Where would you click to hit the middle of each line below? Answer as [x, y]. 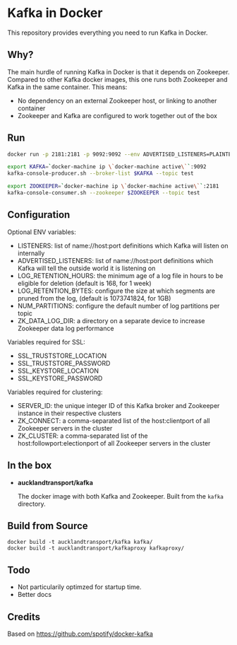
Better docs [34, 595]
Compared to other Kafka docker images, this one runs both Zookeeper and [117, 79]
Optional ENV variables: [42, 232]
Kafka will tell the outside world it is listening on [86, 268]
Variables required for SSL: [47, 342]
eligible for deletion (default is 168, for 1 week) [84, 283]
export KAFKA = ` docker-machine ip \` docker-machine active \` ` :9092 [107, 167]
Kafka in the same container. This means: [67, 87]
